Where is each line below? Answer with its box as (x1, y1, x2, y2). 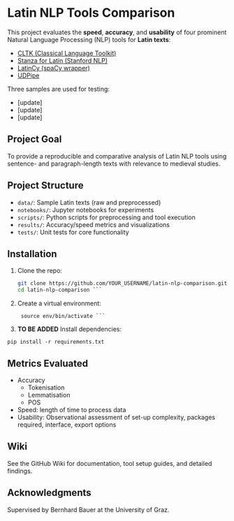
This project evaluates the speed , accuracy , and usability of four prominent (7, 28, 227, 36)
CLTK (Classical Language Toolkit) (17, 49, 117, 57)
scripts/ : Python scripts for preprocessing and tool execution (17, 213, 196, 221)
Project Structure (7, 179, 84, 191)
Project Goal (7, 133, 62, 145)
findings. (7, 467, 33, 475)
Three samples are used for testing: (7, 85, 110, 93)
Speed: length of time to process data (17, 405, 126, 413)
